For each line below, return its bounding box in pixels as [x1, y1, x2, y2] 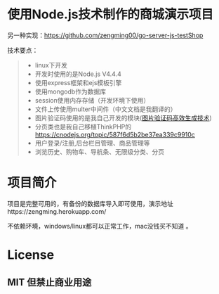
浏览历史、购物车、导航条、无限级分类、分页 [34, 147, 165, 155]
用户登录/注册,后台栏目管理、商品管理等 [34, 139, 150, 147]
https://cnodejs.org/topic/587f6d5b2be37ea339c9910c [34, 130, 195, 139]
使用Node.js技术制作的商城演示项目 [7, 6, 214, 23]
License [7, 247, 55, 263]
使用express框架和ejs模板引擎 [34, 78, 122, 87]
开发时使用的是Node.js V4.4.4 [34, 70, 121, 78]
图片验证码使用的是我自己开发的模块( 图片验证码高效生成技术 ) [34, 113, 212, 122]
